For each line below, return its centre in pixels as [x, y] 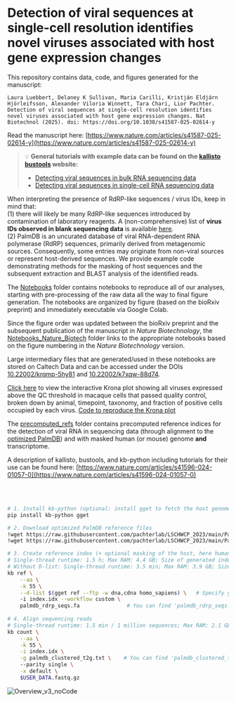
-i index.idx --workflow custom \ [70, 599]
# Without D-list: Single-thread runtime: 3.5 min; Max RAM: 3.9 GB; [111, 567]
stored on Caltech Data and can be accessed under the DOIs [95, 366]
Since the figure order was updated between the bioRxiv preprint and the [113, 323]
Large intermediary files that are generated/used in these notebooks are [112, 359]
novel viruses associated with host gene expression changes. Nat [106, 116]
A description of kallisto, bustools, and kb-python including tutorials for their [118, 460]
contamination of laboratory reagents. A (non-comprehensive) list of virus [114, 221]
